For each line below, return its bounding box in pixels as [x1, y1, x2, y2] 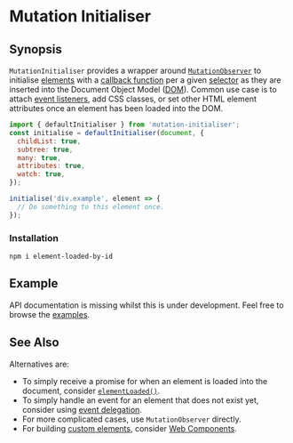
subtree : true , [17, 145, 74, 154]
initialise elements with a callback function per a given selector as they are [9, 75, 281, 85]
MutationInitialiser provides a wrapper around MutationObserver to [9, 65, 262, 76]
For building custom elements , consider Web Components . [21, 423, 238, 433]
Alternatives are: [9, 358, 69, 369]
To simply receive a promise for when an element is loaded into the [21, 375, 268, 386]
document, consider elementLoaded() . [21, 385, 161, 396]
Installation [9, 231, 59, 244]
